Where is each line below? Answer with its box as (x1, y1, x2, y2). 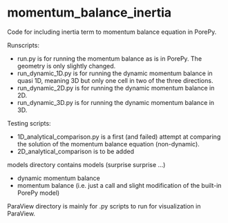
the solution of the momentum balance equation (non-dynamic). (17, 139, 200, 148)
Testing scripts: (7, 119, 51, 127)
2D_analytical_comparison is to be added (17, 147, 135, 155)
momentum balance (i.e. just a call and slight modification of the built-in (17, 181, 222, 189)
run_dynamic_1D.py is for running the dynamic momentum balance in (17, 69, 213, 77)
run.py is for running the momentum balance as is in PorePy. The (17, 54, 202, 63)
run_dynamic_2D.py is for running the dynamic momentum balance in (17, 84, 215, 92)
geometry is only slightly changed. (17, 61, 116, 70)
